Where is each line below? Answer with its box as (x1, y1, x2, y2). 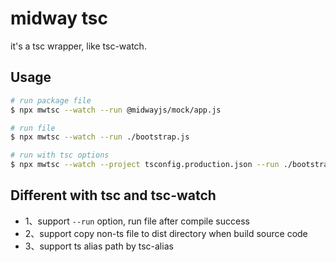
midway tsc (10, 7, 108, 30)
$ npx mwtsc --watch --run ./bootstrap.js (10, 132, 190, 142)
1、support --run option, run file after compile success (24, 215, 250, 227)
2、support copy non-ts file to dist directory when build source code (24, 227, 308, 239)
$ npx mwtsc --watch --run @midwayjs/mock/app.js (10, 105, 222, 115)
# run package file (10, 95, 92, 106)
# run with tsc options (10, 150, 110, 161)
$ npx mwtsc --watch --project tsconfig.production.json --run (10, 160, 280, 170)
